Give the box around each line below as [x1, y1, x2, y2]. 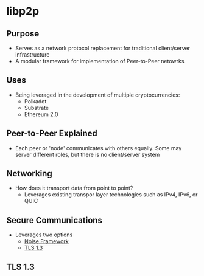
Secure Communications [6, 215, 102, 226]
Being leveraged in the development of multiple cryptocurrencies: [15, 91, 180, 98]
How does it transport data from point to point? [15, 184, 133, 192]
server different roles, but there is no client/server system [15, 151, 160, 158]
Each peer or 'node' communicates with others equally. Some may [15, 144, 182, 151]
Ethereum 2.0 [24, 111, 58, 118]
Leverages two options [15, 231, 73, 238]
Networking [6, 168, 53, 179]
